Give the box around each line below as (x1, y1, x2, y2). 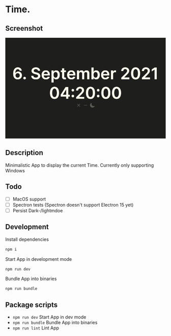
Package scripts (5, 300, 58, 309)
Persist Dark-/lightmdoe (12, 207, 63, 213)
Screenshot (5, 24, 43, 33)
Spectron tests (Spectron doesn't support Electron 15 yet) (12, 201, 134, 208)
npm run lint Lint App (12, 325, 60, 331)
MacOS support (12, 196, 46, 202)
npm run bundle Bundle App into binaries (12, 320, 98, 326)
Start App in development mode (5, 256, 72, 262)
